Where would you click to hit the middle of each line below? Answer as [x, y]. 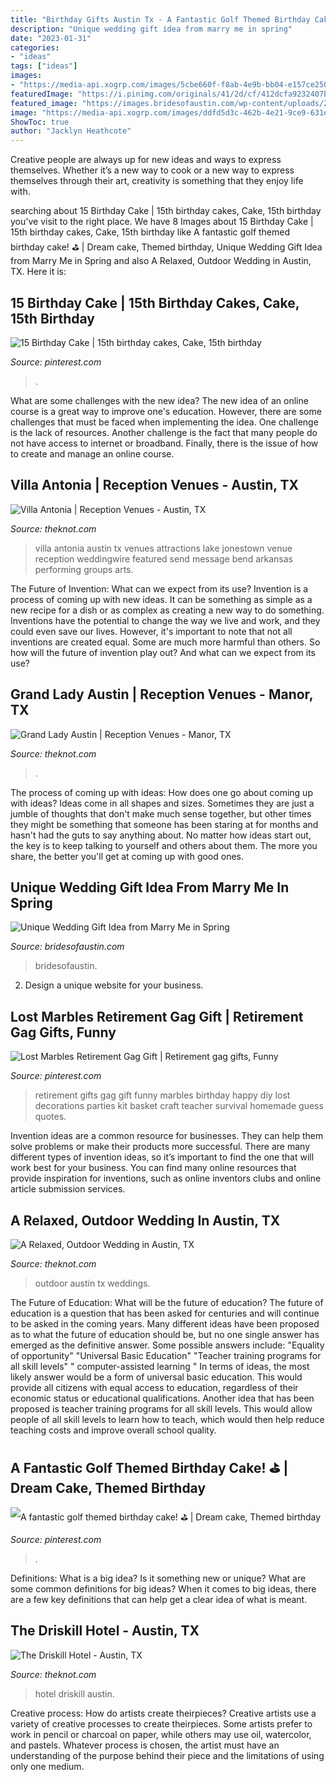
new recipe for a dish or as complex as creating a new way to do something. [167, 610]
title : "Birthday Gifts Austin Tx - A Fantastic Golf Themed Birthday [160, 19]
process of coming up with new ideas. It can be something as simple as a [161, 599]
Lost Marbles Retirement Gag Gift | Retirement [157, 1016]
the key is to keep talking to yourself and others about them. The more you [164, 845]
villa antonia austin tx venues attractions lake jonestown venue [163, 548]
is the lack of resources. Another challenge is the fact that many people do [164, 432]
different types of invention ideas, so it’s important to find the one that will [162, 1157]
